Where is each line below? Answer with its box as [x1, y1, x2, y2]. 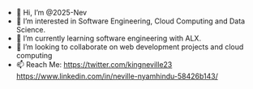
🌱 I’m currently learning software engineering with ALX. [15, 33, 201, 43]
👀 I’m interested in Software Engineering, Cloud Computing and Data [15, 16, 246, 26]
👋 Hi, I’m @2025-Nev [15, 8, 88, 17]
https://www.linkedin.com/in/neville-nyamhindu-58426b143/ [15, 71, 219, 81]
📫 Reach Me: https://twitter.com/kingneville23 [15, 60, 173, 69]
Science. [15, 25, 46, 34]
